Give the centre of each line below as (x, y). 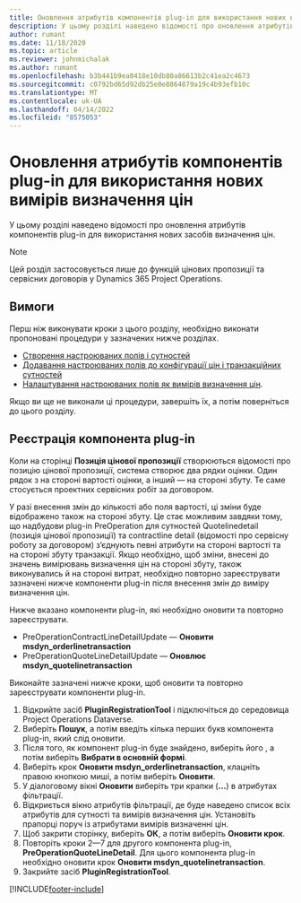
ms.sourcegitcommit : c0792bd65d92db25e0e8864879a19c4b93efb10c (130, 84)
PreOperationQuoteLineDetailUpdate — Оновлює (114, 656)
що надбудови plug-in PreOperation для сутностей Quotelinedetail (134, 525)
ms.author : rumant (43, 68)
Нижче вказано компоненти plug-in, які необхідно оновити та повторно (146, 610)
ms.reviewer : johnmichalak (60, 59)
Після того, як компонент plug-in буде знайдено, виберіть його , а (148, 747)
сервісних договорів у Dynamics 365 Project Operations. (116, 279)
